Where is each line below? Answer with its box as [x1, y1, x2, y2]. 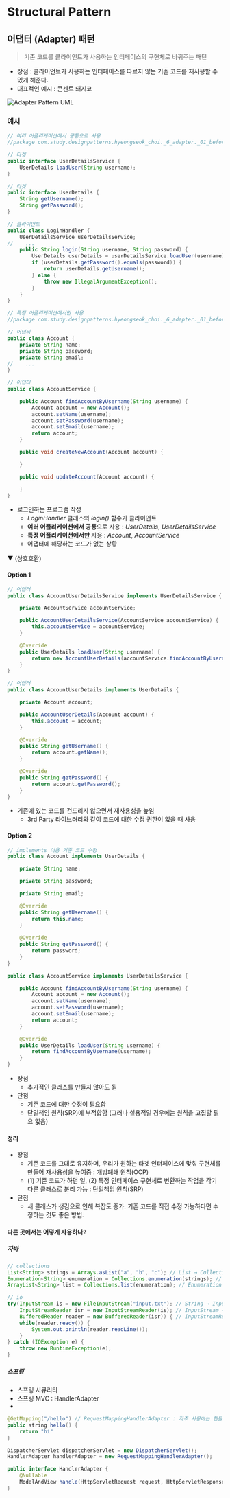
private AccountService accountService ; [19, 605, 136, 612]
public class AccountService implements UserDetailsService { [7, 972, 188, 979]
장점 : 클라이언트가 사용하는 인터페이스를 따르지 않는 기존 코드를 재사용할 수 [16, 67, 218, 76]
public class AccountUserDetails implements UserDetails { [7, 687, 179, 693]
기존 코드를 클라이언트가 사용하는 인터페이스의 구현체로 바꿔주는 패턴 [23, 53, 207, 60]
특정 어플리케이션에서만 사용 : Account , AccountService [27, 531, 180, 540]
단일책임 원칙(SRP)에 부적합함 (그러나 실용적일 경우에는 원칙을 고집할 [27, 1109, 212, 1117]
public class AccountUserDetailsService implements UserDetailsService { [7, 592, 222, 599]
